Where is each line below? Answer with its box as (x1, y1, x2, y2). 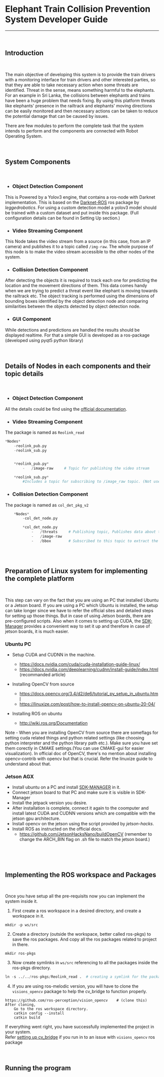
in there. (12, 942, 29, 947)
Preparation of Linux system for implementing (5, 567, 148, 575)
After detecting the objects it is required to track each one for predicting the (5, 277, 158, 283)
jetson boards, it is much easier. (5, 628, 69, 634)
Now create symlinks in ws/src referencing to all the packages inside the (12, 960, 158, 966)
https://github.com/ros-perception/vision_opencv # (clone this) (5, 998, 147, 1003)
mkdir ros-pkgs (5, 951, 36, 956)
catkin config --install (14, 1011, 64, 1016)
